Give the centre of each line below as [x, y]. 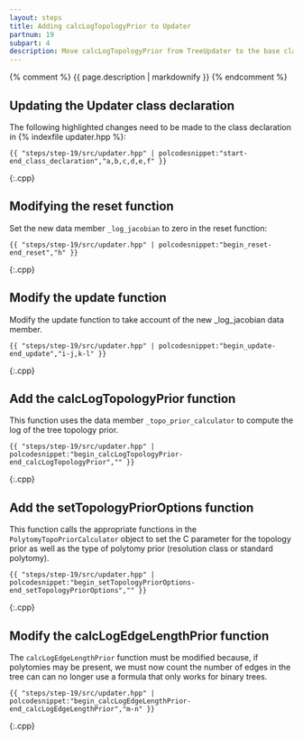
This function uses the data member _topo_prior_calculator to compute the [151, 420]
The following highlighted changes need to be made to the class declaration [150, 126]
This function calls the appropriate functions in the [103, 529]
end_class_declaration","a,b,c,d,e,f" [82, 161]
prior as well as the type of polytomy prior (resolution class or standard [141, 548]
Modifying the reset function [92, 206]
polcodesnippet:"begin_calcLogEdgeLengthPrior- [101, 701]
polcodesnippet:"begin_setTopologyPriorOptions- [102, 583]
